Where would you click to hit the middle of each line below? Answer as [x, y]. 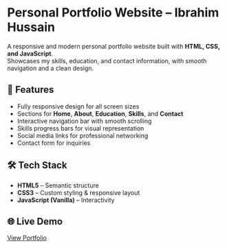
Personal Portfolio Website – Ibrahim [113, 13]
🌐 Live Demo [35, 221]
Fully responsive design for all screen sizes [78, 106]
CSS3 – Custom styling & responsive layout [78, 192]
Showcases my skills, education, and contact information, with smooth [107, 60]
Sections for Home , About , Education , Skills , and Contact [100, 113]
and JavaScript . [30, 54]
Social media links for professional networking [83, 135]
